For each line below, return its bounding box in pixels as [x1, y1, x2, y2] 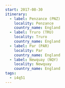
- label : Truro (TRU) [9, 30, 54, 35]
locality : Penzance [14, 21, 54, 26]
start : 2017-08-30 [5, 7, 43, 12]
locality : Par [14, 48, 43, 53]
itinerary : [5, 12, 28, 17]
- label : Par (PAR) [9, 44, 50, 48]
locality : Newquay [14, 62, 52, 66]
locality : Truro [14, 35, 48, 40]
